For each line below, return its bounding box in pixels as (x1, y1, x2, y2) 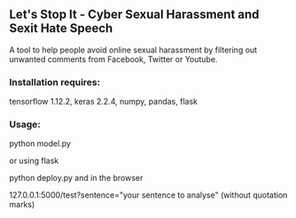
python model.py (9, 138, 71, 149)
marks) (9, 199, 35, 210)
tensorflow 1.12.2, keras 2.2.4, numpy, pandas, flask (9, 97, 198, 107)
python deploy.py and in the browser (9, 173, 144, 183)
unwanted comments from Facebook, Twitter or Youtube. (9, 53, 218, 65)
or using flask (9, 155, 59, 167)
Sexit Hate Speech (9, 21, 113, 36)
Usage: (9, 119, 42, 131)
